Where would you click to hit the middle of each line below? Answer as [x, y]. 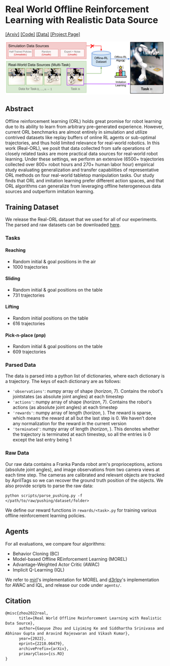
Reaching [15, 250]
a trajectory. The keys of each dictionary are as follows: [63, 382]
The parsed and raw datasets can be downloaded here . [63, 225]
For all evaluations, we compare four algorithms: [55, 544]
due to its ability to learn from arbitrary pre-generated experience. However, [84, 126]
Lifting [12, 307]
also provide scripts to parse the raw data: [49, 486]
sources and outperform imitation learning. [50, 191]
